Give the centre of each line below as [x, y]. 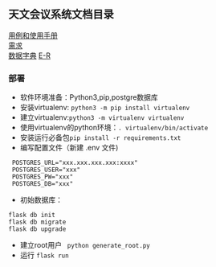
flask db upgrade [37, 229]
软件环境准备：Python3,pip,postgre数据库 [89, 97]
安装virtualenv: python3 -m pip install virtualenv [105, 108]
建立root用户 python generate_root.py [85, 245]
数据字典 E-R [29, 55]
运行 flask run [45, 255]
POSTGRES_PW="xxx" [43, 177]
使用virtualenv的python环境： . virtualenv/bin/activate [114, 128]
